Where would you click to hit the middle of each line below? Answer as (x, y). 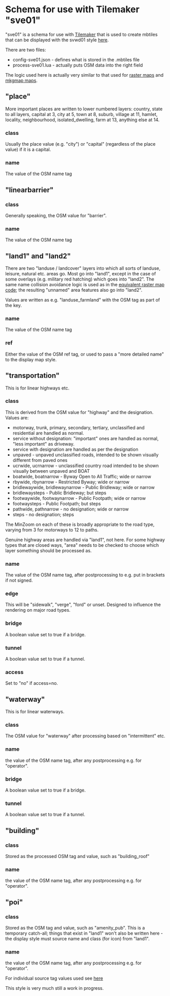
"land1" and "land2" (38, 256)
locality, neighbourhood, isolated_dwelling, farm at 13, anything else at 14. (82, 120)
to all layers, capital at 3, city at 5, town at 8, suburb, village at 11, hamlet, (81, 114)
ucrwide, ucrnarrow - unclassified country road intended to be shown (86, 466)
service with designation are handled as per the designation (75, 449)
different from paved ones (40, 460)
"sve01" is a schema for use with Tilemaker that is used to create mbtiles (81, 34)
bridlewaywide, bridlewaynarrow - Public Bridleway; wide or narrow (84, 487)
